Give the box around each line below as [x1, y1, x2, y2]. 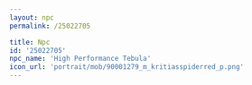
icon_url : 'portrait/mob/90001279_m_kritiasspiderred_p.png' [9, 63, 245, 72]
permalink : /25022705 [9, 21, 91, 30]
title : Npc [9, 38, 51, 47]
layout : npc [9, 13, 54, 22]
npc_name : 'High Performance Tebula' [9, 55, 152, 64]
